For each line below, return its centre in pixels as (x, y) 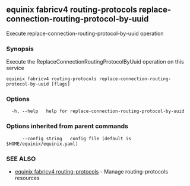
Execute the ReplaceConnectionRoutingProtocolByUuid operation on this (95, 62)
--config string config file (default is (77, 138)
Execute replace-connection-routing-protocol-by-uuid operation (85, 33)
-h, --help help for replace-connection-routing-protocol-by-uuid (98, 111)
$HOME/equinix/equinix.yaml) (42, 144)
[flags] (61, 84)
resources (27, 178)
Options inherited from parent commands (67, 126)
